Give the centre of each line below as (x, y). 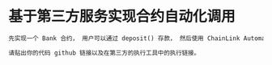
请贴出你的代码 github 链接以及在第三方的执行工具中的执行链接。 (104, 53)
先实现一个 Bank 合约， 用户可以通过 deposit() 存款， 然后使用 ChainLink (124, 38)
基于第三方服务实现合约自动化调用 (122, 16)
